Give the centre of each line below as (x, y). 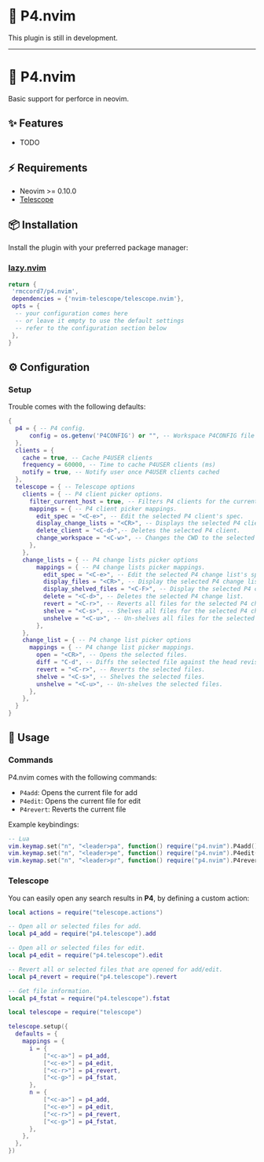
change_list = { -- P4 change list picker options (107, 640)
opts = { (26, 306)
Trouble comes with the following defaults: (77, 407)
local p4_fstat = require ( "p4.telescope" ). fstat (89, 998)
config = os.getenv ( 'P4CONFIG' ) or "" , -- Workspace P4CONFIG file (142, 435)
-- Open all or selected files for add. (75, 926)
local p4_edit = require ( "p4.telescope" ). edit (86, 955)
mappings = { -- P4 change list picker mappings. (112, 647)
